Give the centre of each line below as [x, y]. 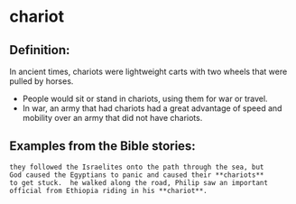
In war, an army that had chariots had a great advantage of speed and [152, 108]
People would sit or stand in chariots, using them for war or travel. [145, 98]
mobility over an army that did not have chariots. [112, 118]
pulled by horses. [42, 81]
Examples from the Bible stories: [102, 146]
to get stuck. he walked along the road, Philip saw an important [139, 182]
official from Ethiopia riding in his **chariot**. [108, 190]
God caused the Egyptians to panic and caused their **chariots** [137, 175]
